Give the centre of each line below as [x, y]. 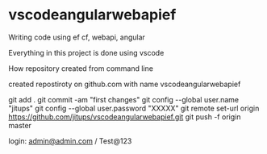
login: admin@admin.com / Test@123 [70, 141]
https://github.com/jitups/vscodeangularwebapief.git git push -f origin [125, 117]
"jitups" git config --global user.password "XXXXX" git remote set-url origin [134, 108]
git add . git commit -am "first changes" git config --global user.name [124, 99]
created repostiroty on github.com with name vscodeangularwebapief [125, 84]
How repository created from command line [81, 68]
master [20, 125]
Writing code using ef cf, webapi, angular [77, 37]
